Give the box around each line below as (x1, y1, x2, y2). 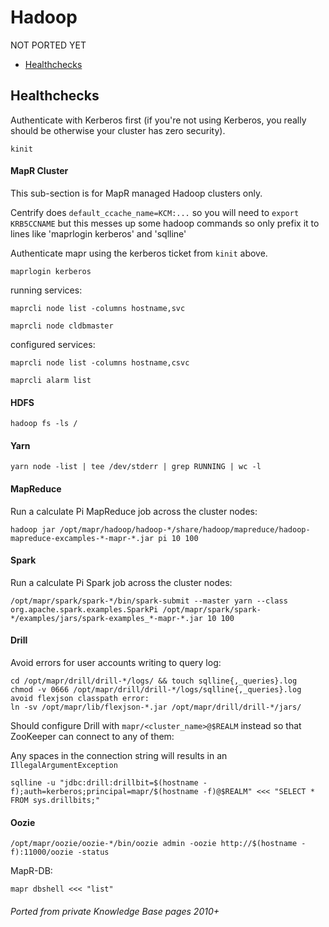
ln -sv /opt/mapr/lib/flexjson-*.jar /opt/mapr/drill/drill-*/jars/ (10, 702, 302, 712)
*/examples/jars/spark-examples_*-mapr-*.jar (10, 613, 203, 623)
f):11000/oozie (10, 847, 74, 858)
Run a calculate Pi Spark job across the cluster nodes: (10, 576, 233, 588)
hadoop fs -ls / (10, 419, 78, 429)
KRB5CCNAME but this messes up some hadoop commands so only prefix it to (10, 217, 320, 229)
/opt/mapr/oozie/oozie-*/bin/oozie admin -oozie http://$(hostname (10, 839, 298, 849)
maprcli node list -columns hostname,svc (10, 303, 186, 313)
